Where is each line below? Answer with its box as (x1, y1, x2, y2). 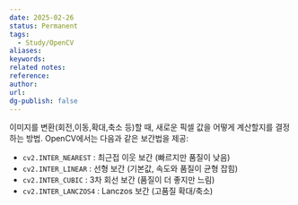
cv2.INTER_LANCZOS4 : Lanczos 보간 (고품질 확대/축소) (22, 185, 214, 197)
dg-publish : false (9, 96, 78, 106)
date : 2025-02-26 (9, 13, 74, 22)
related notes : (9, 64, 66, 73)
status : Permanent (9, 21, 78, 30)
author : (9, 80, 39, 89)
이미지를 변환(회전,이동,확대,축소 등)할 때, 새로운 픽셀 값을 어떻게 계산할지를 (9, 122, 274, 132)
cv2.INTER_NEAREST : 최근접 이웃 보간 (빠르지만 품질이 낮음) (22, 152, 231, 163)
